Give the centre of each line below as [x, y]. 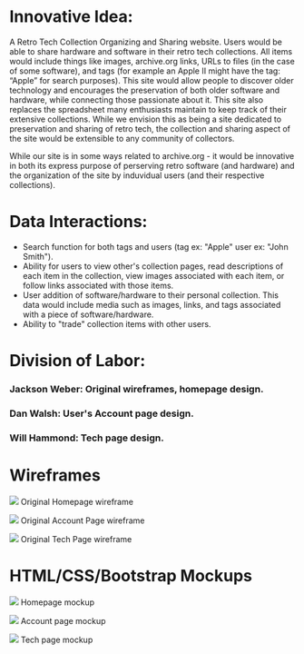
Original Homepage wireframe [77, 501]
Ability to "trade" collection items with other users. [117, 323]
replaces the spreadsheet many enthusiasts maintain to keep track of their [148, 109]
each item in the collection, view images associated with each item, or [153, 275]
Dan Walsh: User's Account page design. [102, 413]
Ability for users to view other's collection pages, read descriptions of [153, 266]
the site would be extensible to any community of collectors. [122, 138]
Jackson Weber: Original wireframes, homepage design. [137, 389]
